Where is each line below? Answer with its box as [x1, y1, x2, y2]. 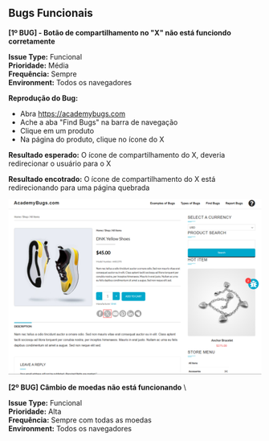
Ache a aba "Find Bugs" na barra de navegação [19, 117, 178, 127]
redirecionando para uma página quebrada [8, 183, 150, 192]
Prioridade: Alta [8, 406, 62, 417]
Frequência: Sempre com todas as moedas [8, 415, 153, 425]
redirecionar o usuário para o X [8, 159, 112, 168]
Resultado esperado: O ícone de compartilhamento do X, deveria [8, 150, 226, 159]
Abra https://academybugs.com [19, 109, 126, 118]
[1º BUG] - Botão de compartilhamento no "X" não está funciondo [8, 27, 231, 37]
